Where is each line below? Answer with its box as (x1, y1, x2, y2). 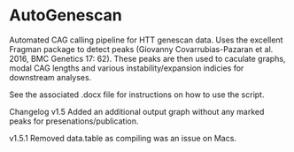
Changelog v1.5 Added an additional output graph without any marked (9, 106, 265, 117)
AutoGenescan (9, 5, 122, 26)
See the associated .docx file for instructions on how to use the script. (9, 89, 265, 100)
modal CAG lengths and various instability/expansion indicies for (9, 63, 244, 73)
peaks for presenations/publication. (9, 116, 139, 126)
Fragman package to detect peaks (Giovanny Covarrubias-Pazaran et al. (9, 43, 274, 54)
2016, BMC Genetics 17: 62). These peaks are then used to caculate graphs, (9, 53, 286, 64)
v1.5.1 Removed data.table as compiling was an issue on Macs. (9, 133, 237, 143)
